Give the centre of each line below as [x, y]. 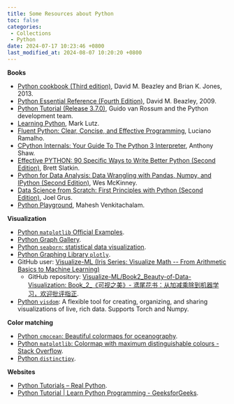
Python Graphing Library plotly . [64, 254]
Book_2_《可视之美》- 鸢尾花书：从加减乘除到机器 [140, 284]
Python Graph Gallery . [49, 239]
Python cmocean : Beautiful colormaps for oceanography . [97, 336]
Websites [21, 372]
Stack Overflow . [41, 351]
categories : [24, 27]
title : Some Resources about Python [60, 14]
